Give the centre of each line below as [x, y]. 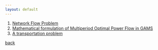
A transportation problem [37, 33]
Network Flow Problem [35, 23]
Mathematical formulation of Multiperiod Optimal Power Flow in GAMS [82, 28]
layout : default [21, 9]
